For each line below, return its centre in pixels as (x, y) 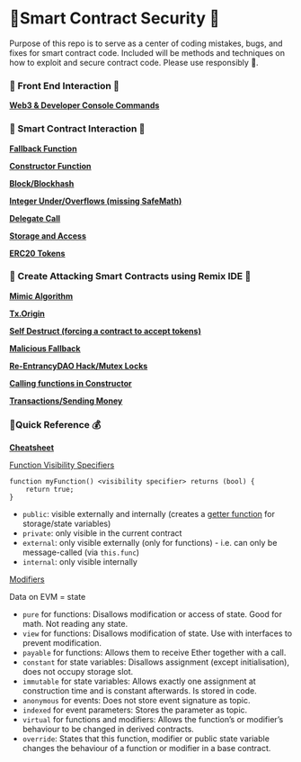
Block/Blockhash (42, 183)
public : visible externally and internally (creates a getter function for (149, 514)
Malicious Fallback (45, 348)
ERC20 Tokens (37, 253)
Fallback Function (44, 149)
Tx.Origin (27, 313)
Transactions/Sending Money (66, 401)
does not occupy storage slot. (78, 672)
